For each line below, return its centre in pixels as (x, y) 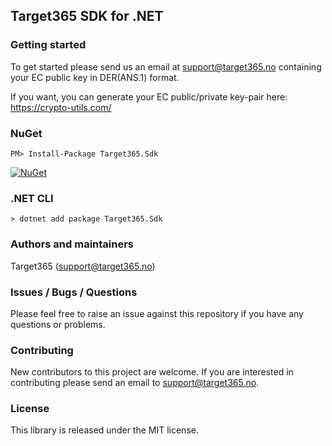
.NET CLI (32, 198)
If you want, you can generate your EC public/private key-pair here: (149, 96)
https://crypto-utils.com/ (61, 107)
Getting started (48, 45)
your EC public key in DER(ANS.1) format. (95, 77)
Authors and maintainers (72, 244)
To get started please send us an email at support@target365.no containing (166, 66)
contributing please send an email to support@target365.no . (135, 383)
